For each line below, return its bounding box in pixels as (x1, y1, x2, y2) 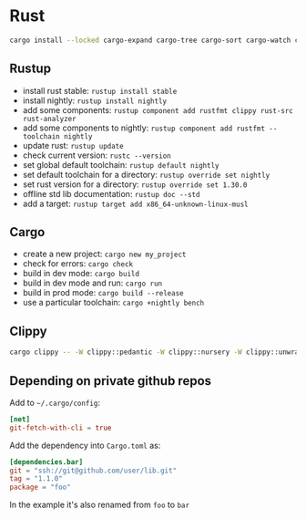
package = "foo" (9, 483, 71, 493)
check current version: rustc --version (22, 150, 171, 161)
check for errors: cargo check (22, 258, 134, 269)
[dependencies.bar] (9, 457, 84, 466)
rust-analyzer (22, 114, 76, 123)
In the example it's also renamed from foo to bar (9, 499, 189, 511)
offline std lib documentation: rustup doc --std (22, 188, 200, 199)
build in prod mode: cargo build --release (22, 287, 184, 298)
